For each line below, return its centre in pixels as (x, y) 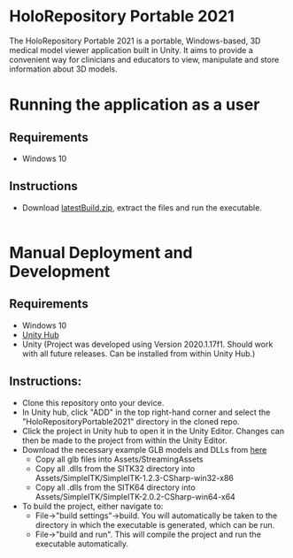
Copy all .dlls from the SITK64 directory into (116, 487)
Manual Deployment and (101, 252)
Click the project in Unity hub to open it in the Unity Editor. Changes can (153, 431)
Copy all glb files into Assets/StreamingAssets (119, 459)
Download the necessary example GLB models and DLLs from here (144, 449)
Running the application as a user (135, 105)
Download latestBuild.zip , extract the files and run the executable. (142, 207)
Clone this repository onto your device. (93, 402)
